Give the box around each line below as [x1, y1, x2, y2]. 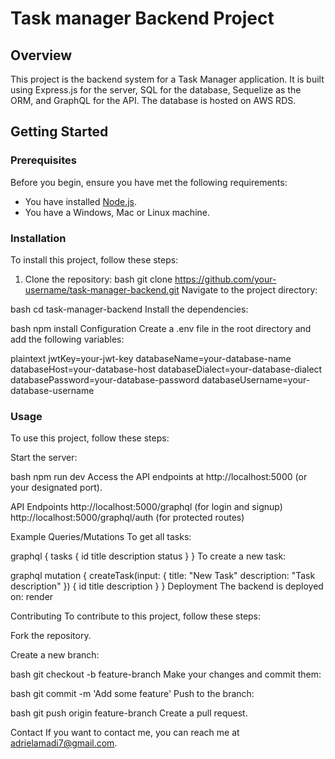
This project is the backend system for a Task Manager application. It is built [10, 73, 325, 85]
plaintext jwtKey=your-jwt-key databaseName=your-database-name [10, 352, 292, 364]
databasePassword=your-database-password [10, 373, 200, 386]
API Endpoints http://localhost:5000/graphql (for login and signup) [10, 501, 283, 513]
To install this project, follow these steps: [10, 253, 179, 266]
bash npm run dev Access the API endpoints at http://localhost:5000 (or [10, 471, 308, 483]
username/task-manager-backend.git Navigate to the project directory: [24, 283, 318, 296]
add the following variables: [10, 333, 125, 345]
